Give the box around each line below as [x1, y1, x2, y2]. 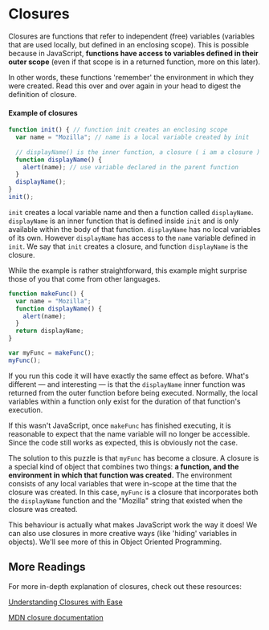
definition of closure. [8, 89, 77, 99]
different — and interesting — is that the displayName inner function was [8, 379, 246, 389]
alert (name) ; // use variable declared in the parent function [22, 163, 239, 171]
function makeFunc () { [8, 290, 84, 298]
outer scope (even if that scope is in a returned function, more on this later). [8, 57, 261, 67]
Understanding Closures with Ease [8, 597, 123, 607]
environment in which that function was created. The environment [8, 470, 233, 480]
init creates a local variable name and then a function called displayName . [8, 207, 254, 217]
